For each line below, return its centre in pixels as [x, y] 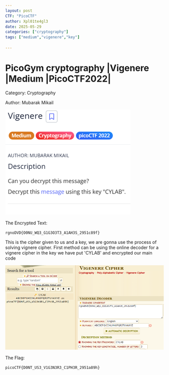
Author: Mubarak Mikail [29, 102]
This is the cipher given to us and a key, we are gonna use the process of [81, 242]
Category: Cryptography [31, 93]
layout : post [19, 11]
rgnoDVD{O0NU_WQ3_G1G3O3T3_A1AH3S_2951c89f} [53, 233]
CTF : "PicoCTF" [21, 16]
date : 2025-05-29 [23, 27]
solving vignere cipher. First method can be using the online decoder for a [82, 247]
